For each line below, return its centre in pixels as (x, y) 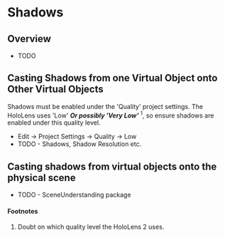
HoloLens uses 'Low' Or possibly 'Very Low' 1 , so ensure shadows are (111, 115)
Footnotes (23, 211)
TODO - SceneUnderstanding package (74, 195)
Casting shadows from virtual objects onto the (112, 166)
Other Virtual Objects (56, 89)
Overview (29, 39)
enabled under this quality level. (54, 123)
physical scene (42, 178)
